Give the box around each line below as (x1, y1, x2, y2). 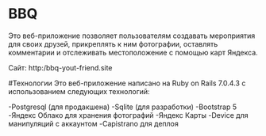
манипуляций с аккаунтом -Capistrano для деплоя (8, 119, 179, 128)
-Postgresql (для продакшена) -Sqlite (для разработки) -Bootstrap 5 (8, 102, 237, 111)
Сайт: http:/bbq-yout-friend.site (8, 62, 113, 72)
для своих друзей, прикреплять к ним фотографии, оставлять (8, 39, 218, 48)
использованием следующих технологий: (8, 86, 150, 96)
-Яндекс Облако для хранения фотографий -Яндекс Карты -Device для (8, 110, 249, 119)
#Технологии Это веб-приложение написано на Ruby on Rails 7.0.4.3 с (8, 78, 246, 88)
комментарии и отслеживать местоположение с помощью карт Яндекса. (8, 47, 258, 57)
